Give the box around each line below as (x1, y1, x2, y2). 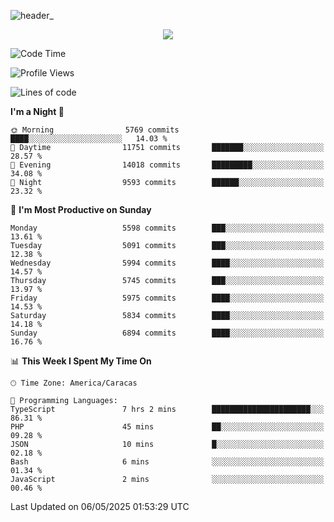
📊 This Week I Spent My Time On (10, 355, 152, 367)
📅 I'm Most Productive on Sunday (10, 204, 152, 215)
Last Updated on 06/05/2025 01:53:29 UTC (10, 501, 190, 512)
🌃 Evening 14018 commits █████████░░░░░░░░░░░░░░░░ (10, 160, 325, 170)
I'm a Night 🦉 (10, 106, 65, 117)
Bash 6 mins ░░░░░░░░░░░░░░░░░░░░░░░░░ (10, 457, 325, 467)
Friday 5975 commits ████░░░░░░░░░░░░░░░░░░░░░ (10, 293, 325, 303)
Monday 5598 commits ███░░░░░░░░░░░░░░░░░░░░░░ (10, 223, 325, 233)
